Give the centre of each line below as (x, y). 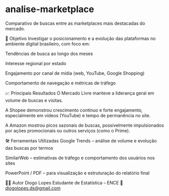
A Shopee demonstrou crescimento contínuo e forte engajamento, (74, 110)
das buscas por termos (29, 148)
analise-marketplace (50, 9)
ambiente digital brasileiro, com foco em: (48, 43)
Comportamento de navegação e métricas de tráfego (61, 83)
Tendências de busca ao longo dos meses (49, 54)
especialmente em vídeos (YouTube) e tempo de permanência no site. (78, 115)
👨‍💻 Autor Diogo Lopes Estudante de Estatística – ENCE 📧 (64, 182)
